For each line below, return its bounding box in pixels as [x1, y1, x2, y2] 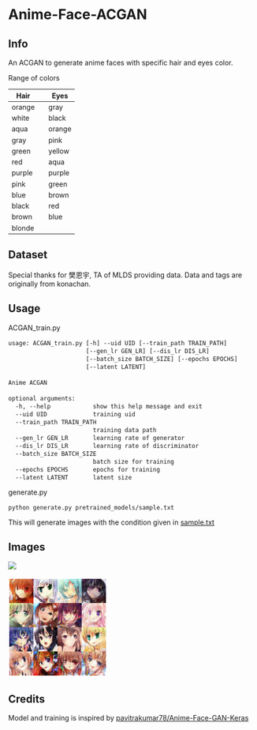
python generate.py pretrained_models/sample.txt [8, 503, 175, 511]
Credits [8, 692, 46, 706]
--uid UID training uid [15, 410, 136, 418]
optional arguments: [8, 394, 76, 402]
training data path [92, 426, 157, 434]
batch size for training [92, 457, 175, 465]
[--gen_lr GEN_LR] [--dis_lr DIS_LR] [85, 347, 210, 355]
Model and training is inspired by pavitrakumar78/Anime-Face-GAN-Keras [8, 713, 249, 723]
